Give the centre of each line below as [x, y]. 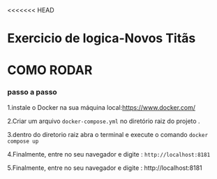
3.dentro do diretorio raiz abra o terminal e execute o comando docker [107, 134]
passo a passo [32, 92]
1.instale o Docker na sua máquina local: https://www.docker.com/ [102, 107]
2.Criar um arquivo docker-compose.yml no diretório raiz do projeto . [104, 121]
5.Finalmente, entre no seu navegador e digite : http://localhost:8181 [105, 168]
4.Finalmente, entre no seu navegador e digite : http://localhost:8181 [109, 154]
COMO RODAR [50, 70]
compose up [23, 141]
